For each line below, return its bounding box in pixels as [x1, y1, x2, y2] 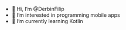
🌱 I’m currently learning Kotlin [11, 18, 83, 24]
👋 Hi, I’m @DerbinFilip [11, 6, 64, 12]
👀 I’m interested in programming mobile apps [11, 12, 120, 18]
